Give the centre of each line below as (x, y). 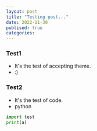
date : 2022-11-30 (27, 22)
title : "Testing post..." (37, 17)
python (23, 106)
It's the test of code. (39, 100)
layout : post (22, 11)
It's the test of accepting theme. (53, 66)
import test (20, 117)
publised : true (24, 28)
